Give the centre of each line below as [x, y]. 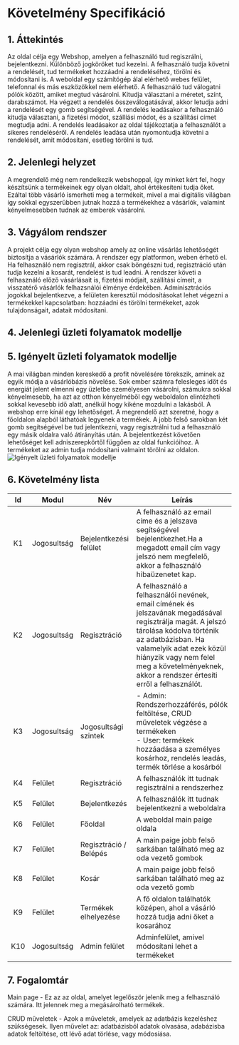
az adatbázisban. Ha [170, 639]
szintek [92, 735]
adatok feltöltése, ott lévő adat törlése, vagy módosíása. [90, 1034]
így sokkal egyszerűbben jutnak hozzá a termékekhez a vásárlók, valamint [116, 202]
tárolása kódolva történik [177, 631]
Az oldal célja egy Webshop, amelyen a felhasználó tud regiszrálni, [105, 56]
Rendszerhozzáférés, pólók [182, 704]
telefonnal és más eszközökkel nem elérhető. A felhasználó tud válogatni [114, 87]
